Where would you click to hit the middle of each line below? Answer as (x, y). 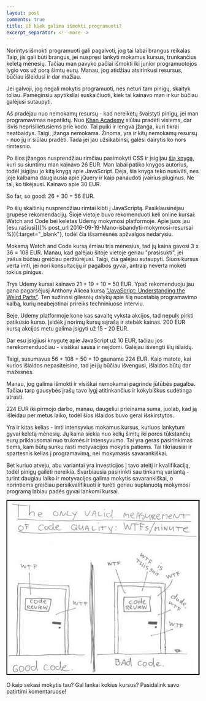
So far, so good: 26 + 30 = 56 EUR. (51, 196)
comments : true (26, 19)
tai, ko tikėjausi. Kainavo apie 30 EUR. (54, 184)
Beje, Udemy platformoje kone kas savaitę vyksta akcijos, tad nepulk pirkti (100, 316)
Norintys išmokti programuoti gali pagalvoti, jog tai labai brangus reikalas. (99, 51)
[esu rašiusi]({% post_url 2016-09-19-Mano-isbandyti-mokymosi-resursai (100, 228)
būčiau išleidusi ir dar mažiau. (44, 77)
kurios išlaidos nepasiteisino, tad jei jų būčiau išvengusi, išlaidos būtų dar (99, 366)
